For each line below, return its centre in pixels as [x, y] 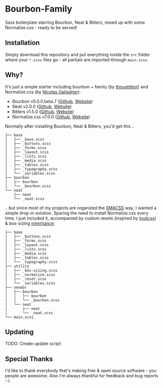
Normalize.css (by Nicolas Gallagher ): [43, 92]
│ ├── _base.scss [25, 139]
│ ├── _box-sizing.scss [31, 270]
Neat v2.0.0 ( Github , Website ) [42, 106]
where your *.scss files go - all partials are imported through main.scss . [77, 60]
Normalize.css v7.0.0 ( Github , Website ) [51, 117]
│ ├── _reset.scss [26, 279]
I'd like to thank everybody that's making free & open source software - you [81, 371]
